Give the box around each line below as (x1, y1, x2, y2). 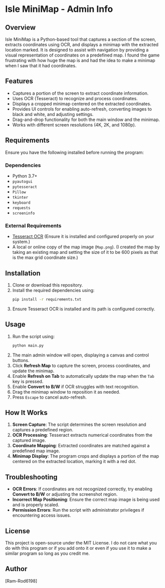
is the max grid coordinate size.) (12, 254, 78, 261)
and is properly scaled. (12, 502, 59, 508)
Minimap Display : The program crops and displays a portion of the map (12, 453, 160, 459)
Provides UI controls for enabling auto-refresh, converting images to (12, 106, 152, 112)
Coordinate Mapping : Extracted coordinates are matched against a (12, 443, 150, 449)
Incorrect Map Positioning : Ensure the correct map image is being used (12, 497, 160, 503)
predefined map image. (12, 448, 60, 454)
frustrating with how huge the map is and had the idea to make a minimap (5, 58, 156, 63)
